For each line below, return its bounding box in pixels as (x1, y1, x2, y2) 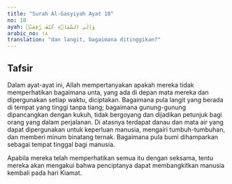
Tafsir (7, 62, 34, 74)
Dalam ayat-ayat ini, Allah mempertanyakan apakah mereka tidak (7, 80, 194, 89)
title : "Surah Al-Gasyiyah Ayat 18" (7, 10, 114, 17)
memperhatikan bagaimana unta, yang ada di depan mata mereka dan (7, 88, 209, 97)
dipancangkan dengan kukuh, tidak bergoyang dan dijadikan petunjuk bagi (7, 110, 222, 119)
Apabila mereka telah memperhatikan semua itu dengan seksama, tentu (7, 153, 214, 162)
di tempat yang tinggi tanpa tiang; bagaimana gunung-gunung (7, 103, 187, 111)
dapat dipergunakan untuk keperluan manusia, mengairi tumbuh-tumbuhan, (7, 125, 226, 134)
